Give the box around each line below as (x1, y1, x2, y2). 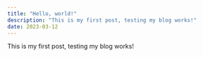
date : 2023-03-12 (7, 23, 59, 30)
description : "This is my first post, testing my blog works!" (7, 17, 197, 24)
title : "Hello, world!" (7, 10, 78, 17)
